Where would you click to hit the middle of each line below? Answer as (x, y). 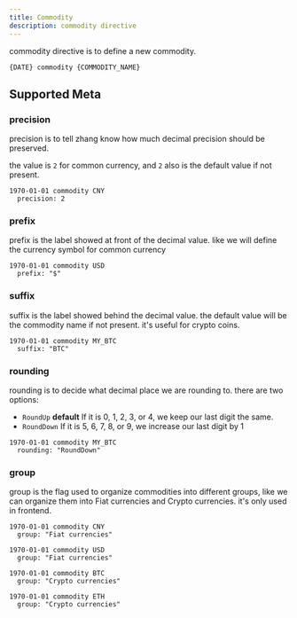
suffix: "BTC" (43, 348)
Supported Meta (55, 94)
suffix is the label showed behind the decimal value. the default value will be (148, 315)
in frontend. (30, 511)
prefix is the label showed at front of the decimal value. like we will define (143, 240)
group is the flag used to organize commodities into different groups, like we (148, 492)
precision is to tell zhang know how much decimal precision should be (137, 139)
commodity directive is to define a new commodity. (103, 51)
